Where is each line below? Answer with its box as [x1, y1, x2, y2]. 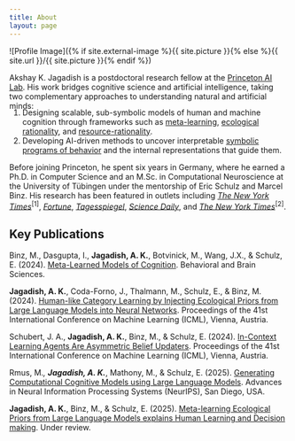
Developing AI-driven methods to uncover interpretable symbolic [21, 135, 260, 146]
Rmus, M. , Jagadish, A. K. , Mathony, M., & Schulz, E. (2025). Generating [9, 367, 275, 377]
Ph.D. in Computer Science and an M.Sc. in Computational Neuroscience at [9, 171, 283, 182]
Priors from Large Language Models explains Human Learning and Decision [9, 413, 286, 423]
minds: [9, 100, 34, 111]
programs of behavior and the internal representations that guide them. [21, 144, 282, 155]
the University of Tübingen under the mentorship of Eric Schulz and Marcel [9, 181, 283, 191]
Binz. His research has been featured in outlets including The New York [9, 190, 270, 200]
